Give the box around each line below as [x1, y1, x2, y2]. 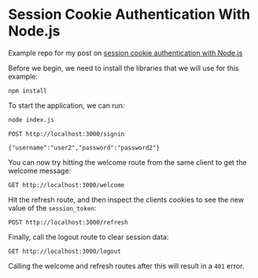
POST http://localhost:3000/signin [8, 130, 125, 138]
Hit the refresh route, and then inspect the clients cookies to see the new [8, 195, 245, 204]
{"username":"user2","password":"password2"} [8, 144, 160, 152]
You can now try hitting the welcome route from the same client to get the [8, 157, 247, 166]
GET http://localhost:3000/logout [8, 247, 122, 255]
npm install [8, 86, 47, 95]
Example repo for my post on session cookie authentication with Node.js [8, 48, 243, 57]
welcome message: [8, 166, 72, 175]
